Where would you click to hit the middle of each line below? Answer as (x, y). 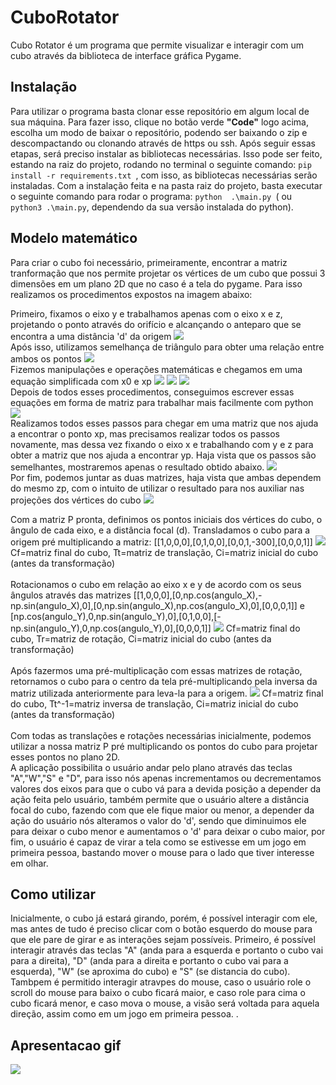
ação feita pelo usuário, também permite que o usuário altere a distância (160, 799)
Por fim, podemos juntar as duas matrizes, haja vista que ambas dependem (166, 477)
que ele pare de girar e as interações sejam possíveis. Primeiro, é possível (163, 940)
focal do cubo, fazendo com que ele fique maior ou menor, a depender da (162, 810)
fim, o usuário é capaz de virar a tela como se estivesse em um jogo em (158, 842)
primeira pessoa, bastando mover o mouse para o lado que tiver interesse (162, 852)
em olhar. (29, 863)
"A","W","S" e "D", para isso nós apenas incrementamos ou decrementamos (166, 778)
